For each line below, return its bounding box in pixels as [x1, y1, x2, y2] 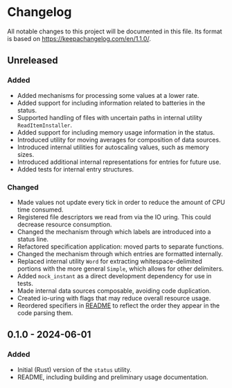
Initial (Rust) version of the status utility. [17, 365, 132, 373]
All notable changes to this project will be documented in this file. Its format [7, 27, 223, 35]
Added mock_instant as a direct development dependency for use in [17, 271, 212, 280]
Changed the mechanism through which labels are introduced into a [17, 227, 211, 236]
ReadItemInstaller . [17, 121, 73, 129]
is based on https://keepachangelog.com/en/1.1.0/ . [7, 34, 151, 42]
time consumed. [17, 205, 64, 214]
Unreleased [7, 55, 59, 67]
